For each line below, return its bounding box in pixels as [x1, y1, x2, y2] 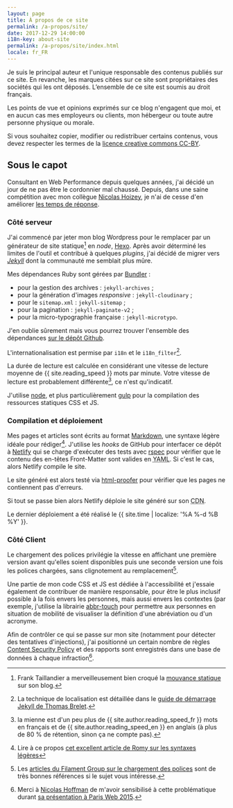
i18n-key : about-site [7, 36, 70, 43]
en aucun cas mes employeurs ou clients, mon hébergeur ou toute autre [7, 110, 214, 119]
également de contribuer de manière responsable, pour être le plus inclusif [7, 587, 221, 595]
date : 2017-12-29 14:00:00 [7, 29, 85, 37]
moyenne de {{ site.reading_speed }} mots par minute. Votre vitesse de [7, 369, 210, 377]
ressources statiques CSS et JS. [7, 398, 99, 406]
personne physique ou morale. [7, 118, 95, 126]
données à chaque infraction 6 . [7, 652, 94, 662]
